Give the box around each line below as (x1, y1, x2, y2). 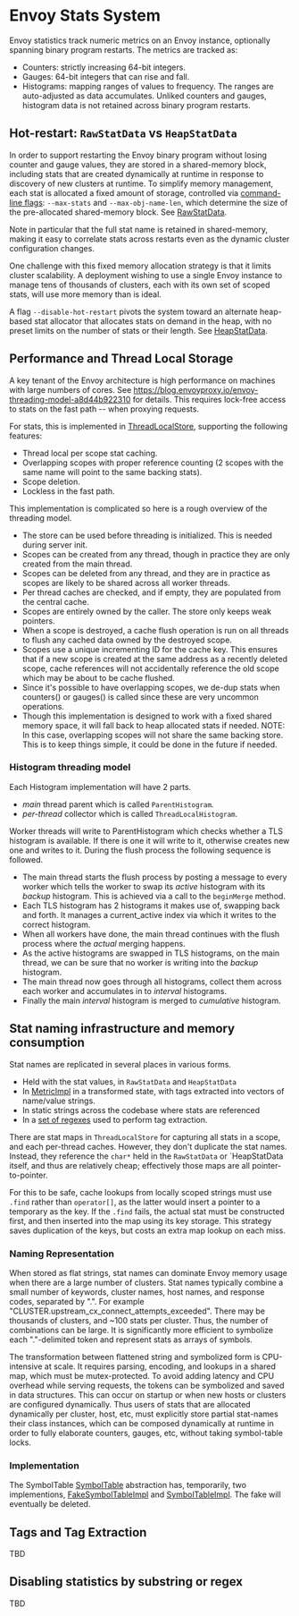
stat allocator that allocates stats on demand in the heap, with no (34, 315, 272, 327)
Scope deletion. (21, 476, 80, 487)
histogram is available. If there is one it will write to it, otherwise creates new (9, 835, 290, 846)
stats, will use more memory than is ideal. (9, 288, 162, 300)
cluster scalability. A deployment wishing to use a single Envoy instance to (9, 269, 283, 280)
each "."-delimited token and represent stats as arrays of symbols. (9, 1334, 253, 1345)
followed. (9, 854, 44, 864)
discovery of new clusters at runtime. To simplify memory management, (9, 178, 274, 189)
